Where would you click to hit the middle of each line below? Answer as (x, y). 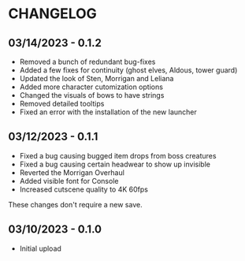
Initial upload (40, 248)
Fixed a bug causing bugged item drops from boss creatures (118, 155)
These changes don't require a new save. (76, 204)
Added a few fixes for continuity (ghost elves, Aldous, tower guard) (128, 70)
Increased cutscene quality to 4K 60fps (84, 189)
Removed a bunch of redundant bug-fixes (87, 62)
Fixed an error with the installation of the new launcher (108, 112)
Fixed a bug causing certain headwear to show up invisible (115, 164)
